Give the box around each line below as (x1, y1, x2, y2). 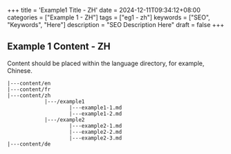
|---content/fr (7, 86, 51, 93)
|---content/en (7, 80, 51, 87)
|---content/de (7, 140, 51, 148)
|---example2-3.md (68, 135, 122, 142)
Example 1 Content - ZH (7, 41, 111, 53)
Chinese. (7, 66, 33, 75)
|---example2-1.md (68, 122, 122, 129)
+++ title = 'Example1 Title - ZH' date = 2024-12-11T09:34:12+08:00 (7, 6, 201, 14)
